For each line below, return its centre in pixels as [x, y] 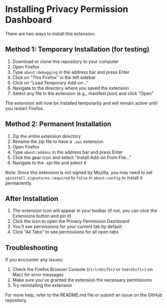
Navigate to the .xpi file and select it [49, 162]
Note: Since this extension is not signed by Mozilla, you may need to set [79, 172]
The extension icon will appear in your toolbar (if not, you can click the [85, 210]
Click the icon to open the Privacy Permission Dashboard [71, 221]
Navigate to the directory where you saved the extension [71, 88]
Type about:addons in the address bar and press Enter [68, 152]
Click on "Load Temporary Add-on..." [50, 82]
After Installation [32, 198]
